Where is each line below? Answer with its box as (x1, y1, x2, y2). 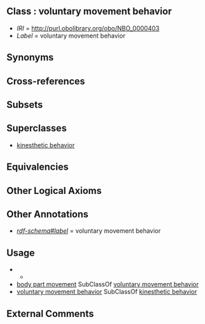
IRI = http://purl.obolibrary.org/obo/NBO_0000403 (16, 24, 160, 32)
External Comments (6, 307, 94, 319)
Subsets (6, 99, 43, 111)
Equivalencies (6, 161, 69, 173)
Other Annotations (6, 208, 89, 220)
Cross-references (6, 75, 86, 87)
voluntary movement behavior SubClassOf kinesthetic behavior (16, 288, 197, 296)
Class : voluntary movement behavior (6, 6, 172, 17)
